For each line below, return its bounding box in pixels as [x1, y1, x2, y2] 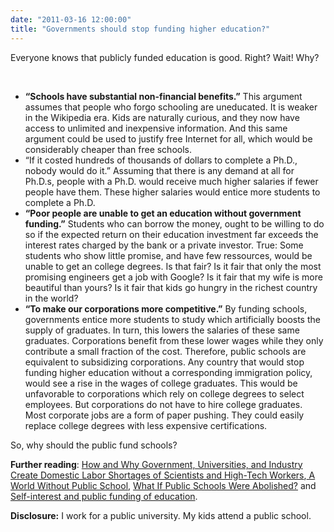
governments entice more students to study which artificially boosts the [24, 313, 321, 325]
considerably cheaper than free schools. [24, 143, 193, 155]
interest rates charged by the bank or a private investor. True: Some [24, 239, 304, 251]
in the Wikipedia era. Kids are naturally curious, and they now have [24, 111, 300, 123]
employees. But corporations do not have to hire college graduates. [24, 398, 303, 410]
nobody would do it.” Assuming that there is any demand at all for [24, 164, 295, 176]
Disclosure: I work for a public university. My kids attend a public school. [10, 509, 312, 521]
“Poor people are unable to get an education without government [24, 207, 302, 219]
